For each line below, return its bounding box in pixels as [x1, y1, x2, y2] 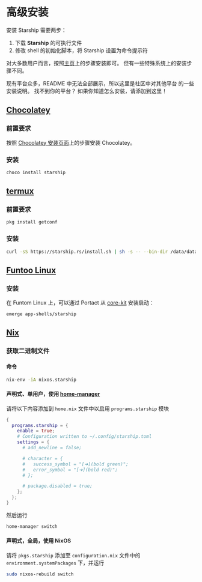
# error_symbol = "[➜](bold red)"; [22, 467, 118, 473]
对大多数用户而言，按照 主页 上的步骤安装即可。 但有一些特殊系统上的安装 [6, 59, 187, 67]
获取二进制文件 [6, 347, 50, 355]
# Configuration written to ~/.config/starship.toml [17, 434, 152, 440]
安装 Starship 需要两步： [6, 26, 67, 34]
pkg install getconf [6, 219, 58, 225]
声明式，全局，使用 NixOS [6, 537, 71, 544]
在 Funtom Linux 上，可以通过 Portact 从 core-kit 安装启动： [6, 299, 155, 306]
